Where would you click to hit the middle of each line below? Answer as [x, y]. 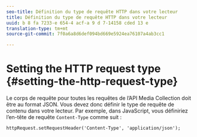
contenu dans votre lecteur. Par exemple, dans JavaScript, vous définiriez [97, 111]
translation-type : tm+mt [37, 28]
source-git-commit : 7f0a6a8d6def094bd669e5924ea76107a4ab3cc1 [85, 34]
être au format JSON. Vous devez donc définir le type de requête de [90, 105]
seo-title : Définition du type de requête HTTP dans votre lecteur [92, 12]
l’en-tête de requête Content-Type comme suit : [64, 117]
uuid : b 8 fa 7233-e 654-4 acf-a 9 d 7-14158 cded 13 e [77, 23]
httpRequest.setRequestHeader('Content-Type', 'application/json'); [93, 128]
